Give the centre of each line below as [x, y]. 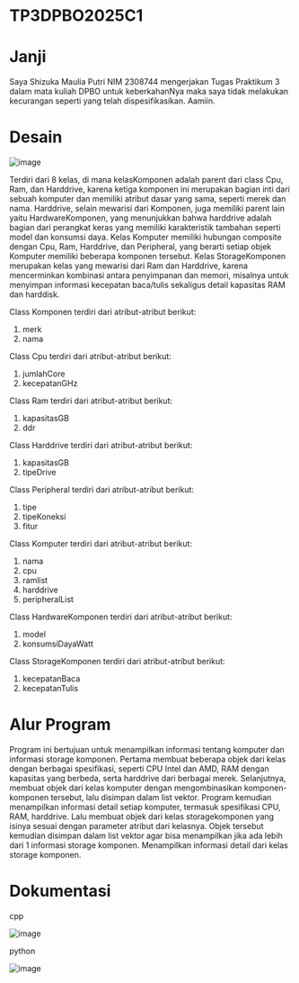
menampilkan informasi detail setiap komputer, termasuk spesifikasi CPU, [145, 807]
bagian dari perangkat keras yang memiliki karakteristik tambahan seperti [145, 228]
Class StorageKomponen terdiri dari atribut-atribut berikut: [118, 662]
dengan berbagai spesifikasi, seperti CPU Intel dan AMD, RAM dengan [139, 769]
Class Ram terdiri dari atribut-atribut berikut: [91, 401]
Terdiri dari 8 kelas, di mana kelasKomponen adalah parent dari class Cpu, [146, 180]
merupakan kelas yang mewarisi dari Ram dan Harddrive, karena [129, 266]
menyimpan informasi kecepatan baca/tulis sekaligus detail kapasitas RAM [147, 285]
